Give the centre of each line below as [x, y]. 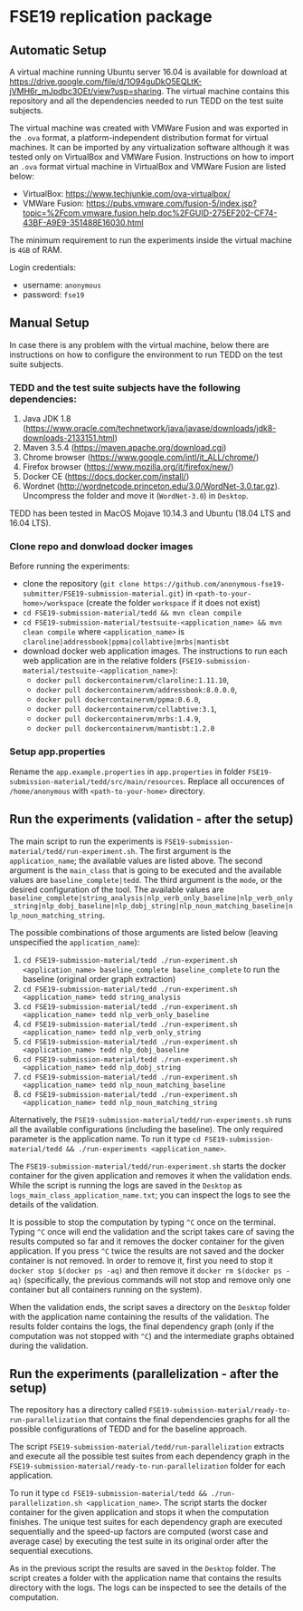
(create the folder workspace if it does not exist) [173, 603]
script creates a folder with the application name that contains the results [146, 1578]
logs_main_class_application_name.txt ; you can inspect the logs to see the [150, 1195]
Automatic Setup [58, 50]
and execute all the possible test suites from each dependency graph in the [150, 1456]
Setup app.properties [57, 752]
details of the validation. [54, 1204]
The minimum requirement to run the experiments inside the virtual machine [151, 240]
